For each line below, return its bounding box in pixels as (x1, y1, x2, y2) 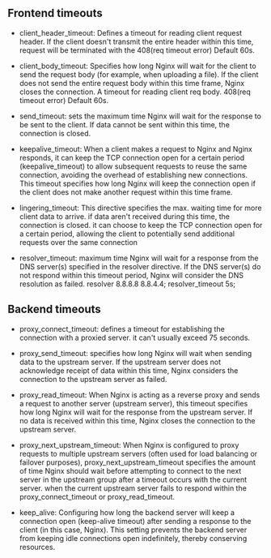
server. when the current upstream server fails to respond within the (19, 483, 248, 493)
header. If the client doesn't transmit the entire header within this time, (19, 36, 254, 46)
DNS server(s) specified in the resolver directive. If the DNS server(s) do (19, 261, 261, 271)
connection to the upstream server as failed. (19, 374, 167, 384)
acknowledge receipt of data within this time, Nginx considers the (19, 365, 239, 376)
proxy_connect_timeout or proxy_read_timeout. (19, 491, 176, 501)
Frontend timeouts (7, 6, 103, 20)
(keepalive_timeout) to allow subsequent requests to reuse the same (19, 161, 248, 171)
